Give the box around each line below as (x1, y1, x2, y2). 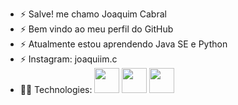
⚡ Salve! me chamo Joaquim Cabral (19, 8, 167, 20)
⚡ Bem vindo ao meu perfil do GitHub (19, 23, 174, 35)
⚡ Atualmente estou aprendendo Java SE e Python (19, 38, 228, 50)
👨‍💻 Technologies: (19, 84, 93, 95)
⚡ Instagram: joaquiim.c (19, 53, 118, 65)
